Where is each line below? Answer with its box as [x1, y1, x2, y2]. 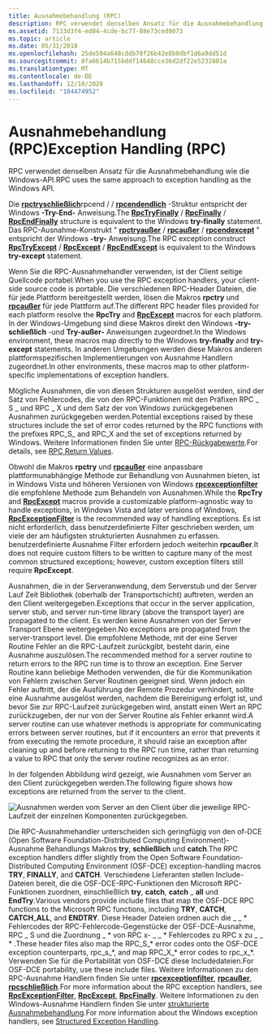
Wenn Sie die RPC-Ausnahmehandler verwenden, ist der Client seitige [8, 267, 243, 277]
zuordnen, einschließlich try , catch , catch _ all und [47, 887, 219, 897]
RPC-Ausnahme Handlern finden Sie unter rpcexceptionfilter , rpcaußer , [8, 973, 253, 983]
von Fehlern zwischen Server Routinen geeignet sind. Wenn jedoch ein [8, 676, 245, 686]
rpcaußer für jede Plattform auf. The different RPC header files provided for [8, 301, 260, 311]
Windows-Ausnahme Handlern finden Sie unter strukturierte [8, 999, 209, 1009]
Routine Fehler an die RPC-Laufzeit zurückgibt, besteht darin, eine [8, 642, 230, 652]
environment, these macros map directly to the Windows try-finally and [8, 336, 249, 346]
